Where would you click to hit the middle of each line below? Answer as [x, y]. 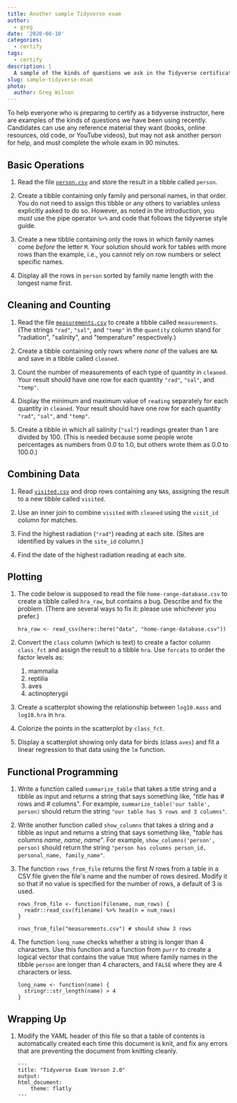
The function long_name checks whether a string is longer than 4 [111, 942]
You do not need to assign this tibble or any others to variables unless [119, 203]
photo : [17, 86]
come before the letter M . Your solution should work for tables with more [122, 246]
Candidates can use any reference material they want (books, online [107, 128]
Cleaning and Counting [59, 305]
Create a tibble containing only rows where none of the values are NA [117, 351]
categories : [25, 40]
